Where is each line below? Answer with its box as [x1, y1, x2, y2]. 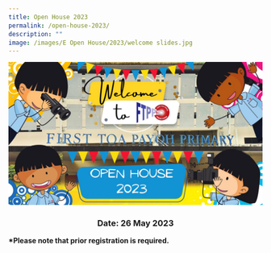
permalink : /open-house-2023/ [8, 21, 110, 30]
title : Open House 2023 [8, 13, 89, 21]
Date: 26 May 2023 [97, 218, 174, 229]
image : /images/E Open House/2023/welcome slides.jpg [8, 39, 194, 47]
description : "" [8, 30, 63, 38]
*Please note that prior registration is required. [8, 236, 169, 246]
